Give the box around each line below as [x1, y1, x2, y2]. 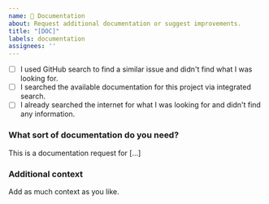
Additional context [8, 168, 84, 180]
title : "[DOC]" [8, 27, 60, 35]
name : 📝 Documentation [8, 11, 85, 20]
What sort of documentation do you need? [8, 129, 180, 141]
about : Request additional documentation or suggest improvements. [8, 20, 242, 28]
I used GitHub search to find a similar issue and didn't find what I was [20, 64, 253, 74]
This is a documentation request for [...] [8, 148, 141, 158]
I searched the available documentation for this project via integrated [20, 82, 252, 92]
